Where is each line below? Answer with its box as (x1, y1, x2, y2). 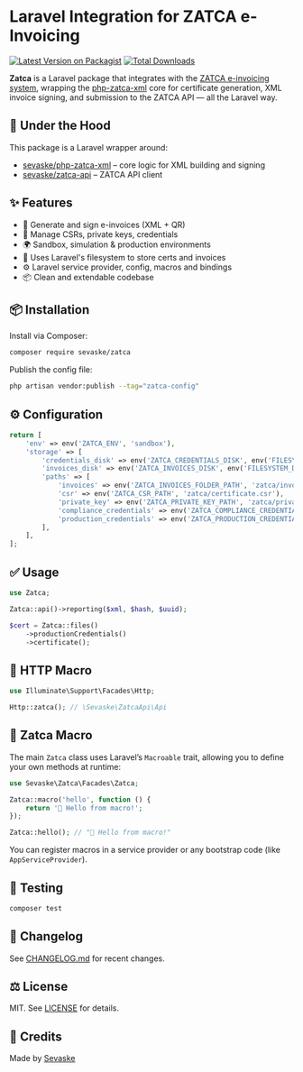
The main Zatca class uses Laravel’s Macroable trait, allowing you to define (9, 751, 284, 763)
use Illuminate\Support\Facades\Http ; (9, 687, 155, 696)
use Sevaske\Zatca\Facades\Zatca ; (9, 778, 140, 788)
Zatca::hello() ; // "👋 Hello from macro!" (9, 828, 171, 838)
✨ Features (9, 196, 73, 211)
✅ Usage (9, 564, 60, 580)
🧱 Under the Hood (9, 118, 111, 133)
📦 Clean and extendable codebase (22, 271, 155, 282)
